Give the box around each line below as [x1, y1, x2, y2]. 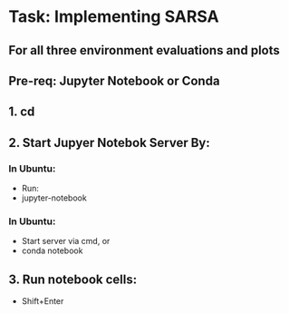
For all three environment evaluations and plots [8, 43, 280, 58]
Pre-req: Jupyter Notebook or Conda [8, 73, 220, 88]
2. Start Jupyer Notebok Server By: [8, 134, 210, 151]
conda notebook [21, 245, 83, 256]
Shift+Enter [21, 296, 64, 307]
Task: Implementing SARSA [8, 6, 219, 27]
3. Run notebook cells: [8, 271, 138, 287]
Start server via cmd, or [21, 236, 111, 247]
